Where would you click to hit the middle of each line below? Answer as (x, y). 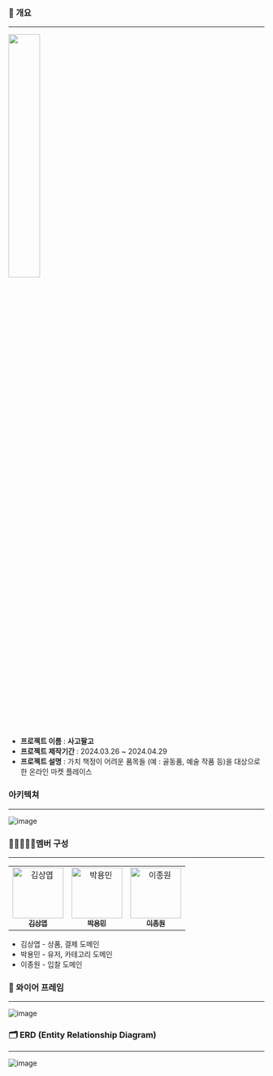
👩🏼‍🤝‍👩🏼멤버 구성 (39, 843)
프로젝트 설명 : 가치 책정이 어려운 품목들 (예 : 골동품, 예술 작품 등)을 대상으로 (140, 762)
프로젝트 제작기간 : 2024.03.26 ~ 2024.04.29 (94, 751)
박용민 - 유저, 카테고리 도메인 (66, 954)
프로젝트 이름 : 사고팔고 (57, 741)
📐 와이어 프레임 (36, 987)
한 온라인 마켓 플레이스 (56, 772)
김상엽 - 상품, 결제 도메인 (60, 944)
